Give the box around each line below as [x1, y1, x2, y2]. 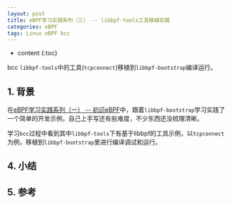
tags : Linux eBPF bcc [7, 29, 71, 37]
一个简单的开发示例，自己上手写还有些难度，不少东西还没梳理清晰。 [7, 115, 203, 123]
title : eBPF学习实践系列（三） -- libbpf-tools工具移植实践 [7, 17, 170, 24]
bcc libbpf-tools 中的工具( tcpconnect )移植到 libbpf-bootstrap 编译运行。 [7, 64, 217, 72]
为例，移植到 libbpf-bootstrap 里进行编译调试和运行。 [7, 138, 162, 147]
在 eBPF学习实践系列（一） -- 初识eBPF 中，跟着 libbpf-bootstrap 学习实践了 [7, 105, 226, 114]
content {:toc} [17, 49, 58, 57]
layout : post [7, 10, 45, 17]
